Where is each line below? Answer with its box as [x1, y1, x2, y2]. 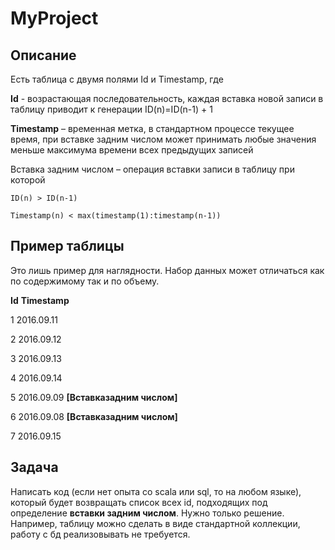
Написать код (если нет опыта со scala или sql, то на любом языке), [10, 485, 302, 497]
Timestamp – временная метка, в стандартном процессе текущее [10, 123, 295, 134]
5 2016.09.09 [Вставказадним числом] [10, 391, 178, 403]
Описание [10, 47, 77, 64]
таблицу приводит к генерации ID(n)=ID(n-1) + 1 [10, 103, 213, 115]
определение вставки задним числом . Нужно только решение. [10, 507, 285, 519]
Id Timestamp [10, 294, 70, 306]
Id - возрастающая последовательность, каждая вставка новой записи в [10, 93, 324, 104]
